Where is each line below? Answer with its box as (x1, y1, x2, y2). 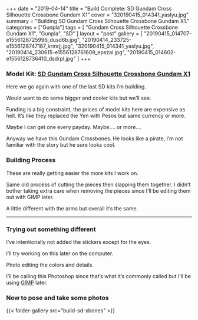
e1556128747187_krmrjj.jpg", (6, 42, 75, 50)
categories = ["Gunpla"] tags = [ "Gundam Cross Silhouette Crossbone (6, 24, 179, 31)
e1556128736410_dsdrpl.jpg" (6, 55, 76, 62)
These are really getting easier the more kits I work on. (6, 169, 138, 176)
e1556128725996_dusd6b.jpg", (6, 37, 81, 43)
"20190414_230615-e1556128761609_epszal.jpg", (6, 49, 126, 55)
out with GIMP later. (6, 193, 54, 200)
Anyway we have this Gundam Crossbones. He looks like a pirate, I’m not (6, 135, 183, 142)
